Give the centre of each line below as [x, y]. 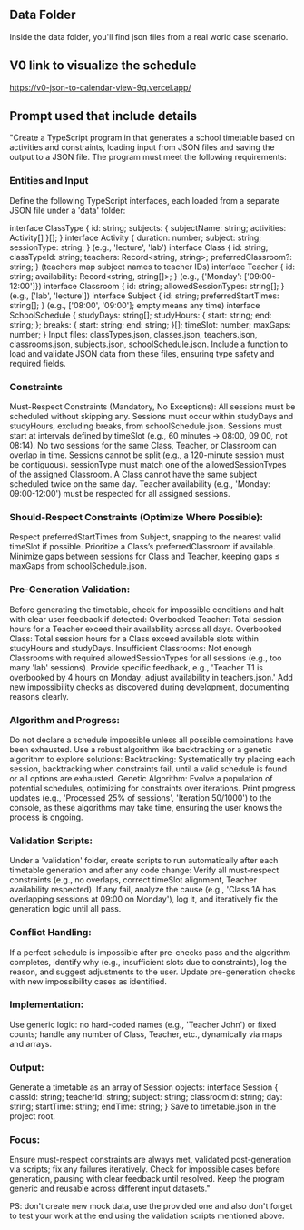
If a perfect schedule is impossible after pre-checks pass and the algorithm [150, 952]
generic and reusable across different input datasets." [110, 1189]
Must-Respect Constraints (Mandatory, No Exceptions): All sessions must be [152, 407]
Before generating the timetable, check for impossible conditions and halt [147, 610]
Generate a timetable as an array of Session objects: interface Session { [144, 1087]
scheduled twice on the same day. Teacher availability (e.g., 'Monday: [140, 484]
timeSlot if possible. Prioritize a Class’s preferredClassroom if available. [142, 547]
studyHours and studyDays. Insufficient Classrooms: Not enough [131, 648]
